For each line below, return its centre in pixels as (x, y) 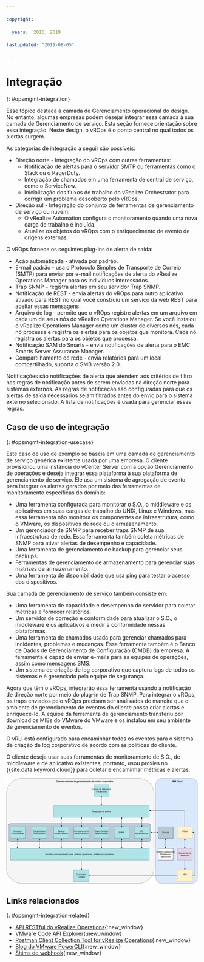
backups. (27, 556)
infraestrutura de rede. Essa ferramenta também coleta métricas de (99, 536)
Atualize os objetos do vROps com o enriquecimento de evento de (107, 231)
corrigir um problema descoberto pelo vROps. (82, 199)
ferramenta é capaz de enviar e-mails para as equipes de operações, (102, 657)
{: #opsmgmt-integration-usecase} (50, 442)
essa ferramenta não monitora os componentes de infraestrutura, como (105, 517)
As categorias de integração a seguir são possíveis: (71, 148)
